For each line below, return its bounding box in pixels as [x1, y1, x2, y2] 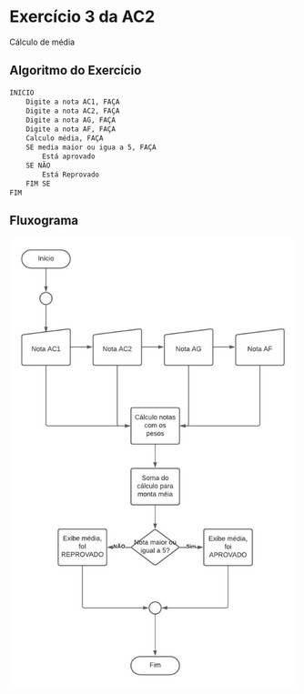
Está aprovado [42, 152, 96, 161]
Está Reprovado [42, 170, 100, 179]
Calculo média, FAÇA [25, 134, 104, 143]
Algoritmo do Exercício [9, 63, 142, 78]
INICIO [9, 88, 35, 97]
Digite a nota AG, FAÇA [25, 116, 117, 125]
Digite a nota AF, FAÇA [25, 125, 117, 134]
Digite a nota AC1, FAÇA [25, 97, 120, 106]
